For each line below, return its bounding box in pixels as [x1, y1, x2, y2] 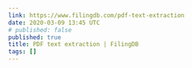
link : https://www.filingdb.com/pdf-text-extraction [8, 11, 185, 20]
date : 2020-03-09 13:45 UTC [8, 19, 101, 27]
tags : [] [8, 48, 37, 55]
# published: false [8, 26, 72, 34]
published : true [8, 33, 61, 41]
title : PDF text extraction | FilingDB [8, 41, 139, 48]
